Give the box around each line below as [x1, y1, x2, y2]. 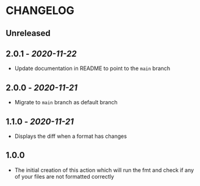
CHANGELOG [5, 4, 74, 18]
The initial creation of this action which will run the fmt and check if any [14, 166, 195, 174]
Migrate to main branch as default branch [14, 99, 118, 106]
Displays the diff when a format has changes [14, 132, 127, 140]
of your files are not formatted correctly [14, 173, 114, 180]
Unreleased [5, 28, 51, 38]
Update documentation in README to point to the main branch [14, 65, 171, 72]
